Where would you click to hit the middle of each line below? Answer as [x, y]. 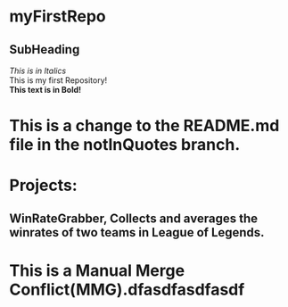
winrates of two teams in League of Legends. [137, 232]
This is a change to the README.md [144, 126]
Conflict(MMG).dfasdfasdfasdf [127, 290]
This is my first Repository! [58, 80]
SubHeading [45, 50]
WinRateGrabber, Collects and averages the [134, 218]
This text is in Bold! [45, 90]
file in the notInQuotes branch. [125, 145]
